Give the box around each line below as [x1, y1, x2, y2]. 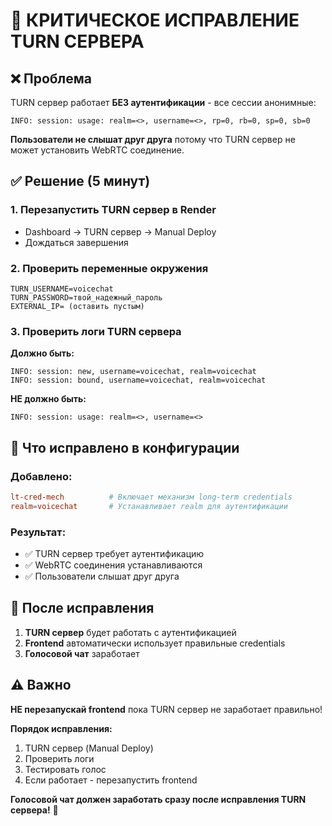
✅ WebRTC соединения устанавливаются [24, 559, 203, 571]
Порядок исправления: [10, 722, 113, 734]
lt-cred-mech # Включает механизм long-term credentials [10, 492, 293, 502]
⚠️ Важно [10, 677, 72, 694]
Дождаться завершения [24, 236, 129, 248]
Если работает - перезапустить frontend [24, 774, 198, 786]
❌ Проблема [10, 70, 92, 87]
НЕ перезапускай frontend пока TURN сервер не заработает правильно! [10, 703, 323, 715]
